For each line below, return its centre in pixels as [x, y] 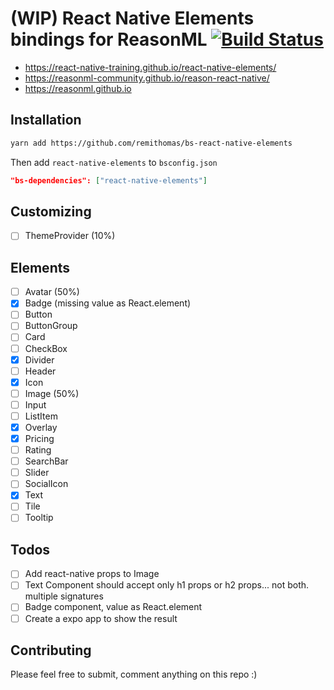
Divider [39, 359]
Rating [38, 450]
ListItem [41, 416]
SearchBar [46, 461]
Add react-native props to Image [92, 574]
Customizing [51, 211]
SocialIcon [46, 484]
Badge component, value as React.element [113, 607]
